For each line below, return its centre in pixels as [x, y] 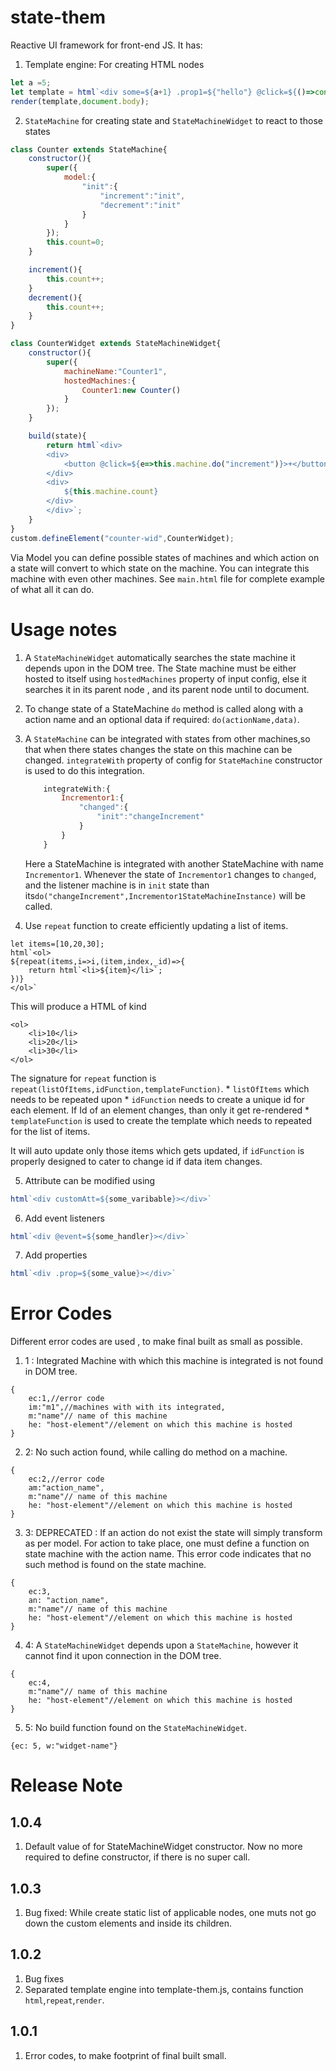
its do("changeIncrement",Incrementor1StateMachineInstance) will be [165, 895]
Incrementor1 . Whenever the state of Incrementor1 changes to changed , [170, 874]
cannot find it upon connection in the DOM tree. [123, 1656]
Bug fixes [44, 1978]
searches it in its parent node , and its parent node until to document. [167, 689]
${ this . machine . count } [111, 492]
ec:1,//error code [66, 1399]
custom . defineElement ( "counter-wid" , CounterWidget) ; [122, 538]
